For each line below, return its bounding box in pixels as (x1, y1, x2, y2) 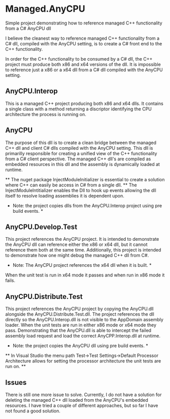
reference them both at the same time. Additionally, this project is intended (5, 247, 161, 253)
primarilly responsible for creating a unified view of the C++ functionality (5, 150, 157, 156)
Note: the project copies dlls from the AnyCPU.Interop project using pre (12, 202, 162, 209)
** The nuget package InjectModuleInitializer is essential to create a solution (5, 176, 165, 182)
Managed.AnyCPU (5, 3, 85, 15)
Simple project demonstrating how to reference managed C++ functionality (5, 20, 162, 26)
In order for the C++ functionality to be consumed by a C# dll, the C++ (5, 55, 153, 62)
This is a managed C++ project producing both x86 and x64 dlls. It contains (5, 100, 163, 106)
